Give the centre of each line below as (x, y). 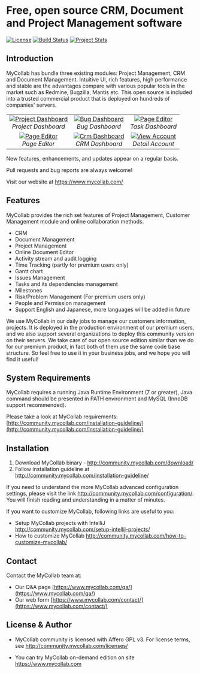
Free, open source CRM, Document (95, 10)
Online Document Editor (44, 252)
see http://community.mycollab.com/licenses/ (71, 645)
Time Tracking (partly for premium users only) (72, 265)
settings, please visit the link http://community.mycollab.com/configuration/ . (100, 494)
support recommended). (37, 405)
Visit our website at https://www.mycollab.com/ (65, 182)
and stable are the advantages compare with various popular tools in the (96, 86)
